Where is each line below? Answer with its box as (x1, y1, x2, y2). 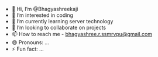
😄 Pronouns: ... (11, 39, 50, 46)
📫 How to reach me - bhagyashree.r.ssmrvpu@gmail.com (11, 31, 153, 37)
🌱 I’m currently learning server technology (11, 18, 114, 24)
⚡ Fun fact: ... (11, 45, 44, 52)
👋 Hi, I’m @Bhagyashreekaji (11, 6, 78, 12)
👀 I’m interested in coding (11, 12, 74, 19)
